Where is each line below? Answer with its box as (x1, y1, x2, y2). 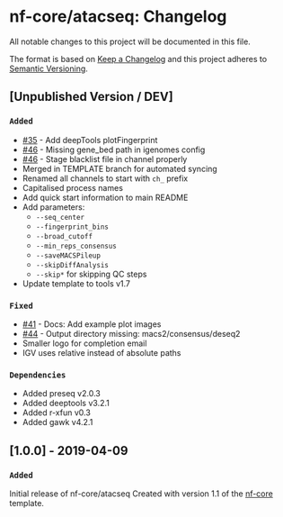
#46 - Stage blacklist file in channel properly (22, 153, 188, 164)
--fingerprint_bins (35, 222, 110, 231)
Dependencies (9, 369, 66, 380)
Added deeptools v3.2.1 (22, 398, 110, 409)
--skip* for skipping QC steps (35, 268, 147, 279)
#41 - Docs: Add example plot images (22, 318, 162, 330)
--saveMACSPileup (35, 250, 102, 260)
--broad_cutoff (35, 231, 93, 240)
